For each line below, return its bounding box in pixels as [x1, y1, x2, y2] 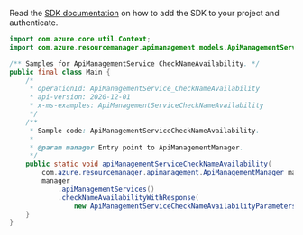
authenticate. [9, 17, 59, 28]
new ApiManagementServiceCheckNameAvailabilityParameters [73, 202, 297, 211]
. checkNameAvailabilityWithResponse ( [57, 193, 200, 202]
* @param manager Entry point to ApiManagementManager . [29, 143, 244, 152]
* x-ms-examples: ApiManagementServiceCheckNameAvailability [29, 101, 264, 111]
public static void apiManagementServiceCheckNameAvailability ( [25, 159, 272, 169]
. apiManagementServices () [57, 185, 155, 194]
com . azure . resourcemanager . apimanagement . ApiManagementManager [41, 168, 284, 177]
